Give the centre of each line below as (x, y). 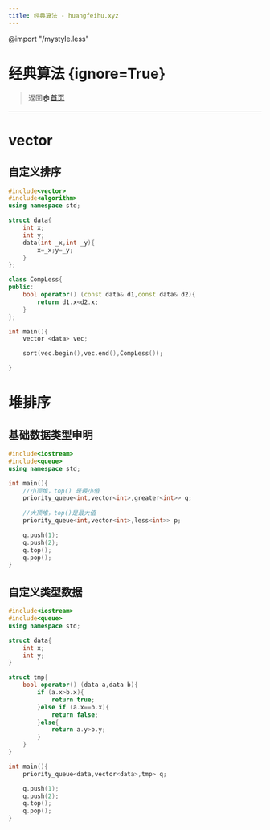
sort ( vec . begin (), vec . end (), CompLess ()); (93, 354)
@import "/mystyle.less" (49, 39)
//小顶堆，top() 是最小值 (61, 491)
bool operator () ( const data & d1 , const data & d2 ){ (109, 295)
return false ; (75, 715)
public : (21, 287)
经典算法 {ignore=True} (87, 74)
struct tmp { (28, 677)
